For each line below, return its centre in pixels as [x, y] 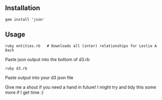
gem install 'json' [25, 19]
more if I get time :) [24, 92]
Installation [23, 8]
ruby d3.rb [16, 68]
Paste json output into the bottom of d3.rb [47, 59]
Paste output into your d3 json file [39, 77]
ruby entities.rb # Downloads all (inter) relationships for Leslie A [81, 46]
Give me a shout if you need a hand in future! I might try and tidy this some [81, 87]
